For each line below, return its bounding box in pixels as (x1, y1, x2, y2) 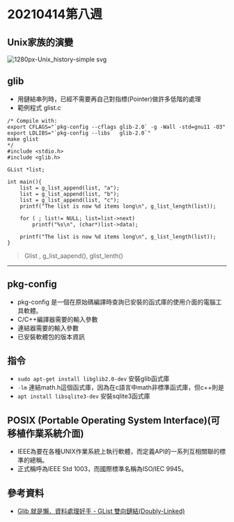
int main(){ (7, 178, 42, 185)
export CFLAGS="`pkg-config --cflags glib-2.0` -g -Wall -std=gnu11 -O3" (7, 123, 226, 130)
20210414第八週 (7, 6, 102, 22)
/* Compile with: (7, 117, 58, 124)
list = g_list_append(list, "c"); (19, 197, 120, 204)
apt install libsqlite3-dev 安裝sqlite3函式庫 (17, 392, 150, 401)
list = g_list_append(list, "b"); (19, 190, 120, 197)
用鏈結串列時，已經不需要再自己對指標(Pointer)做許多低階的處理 (17, 95, 201, 103)
